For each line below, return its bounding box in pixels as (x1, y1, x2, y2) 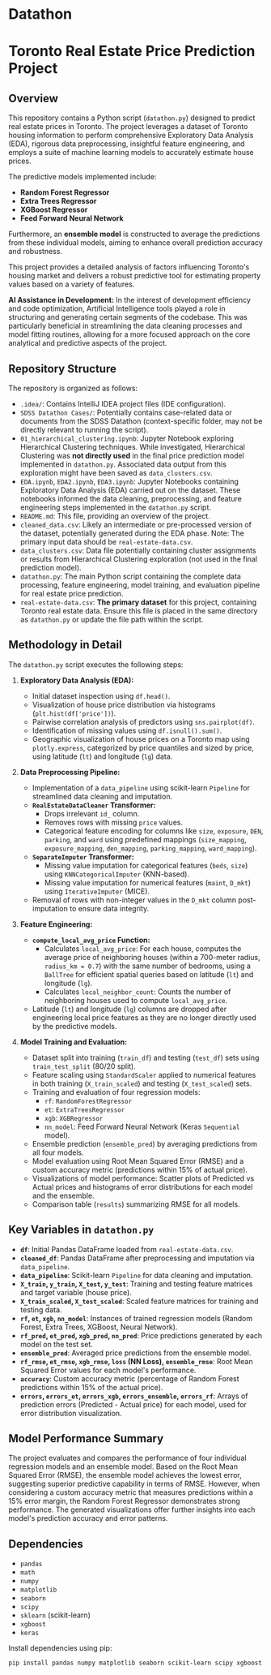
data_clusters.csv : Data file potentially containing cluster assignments (19, 545, 256, 555)
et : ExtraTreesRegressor (44, 1104, 125, 1114)
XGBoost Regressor (19, 205, 88, 215)
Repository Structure (8, 362, 117, 376)
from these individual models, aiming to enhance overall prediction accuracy (8, 238, 263, 248)
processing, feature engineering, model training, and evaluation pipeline (19, 580, 260, 589)
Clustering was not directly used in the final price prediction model (19, 451, 244, 460)
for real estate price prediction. (19, 589, 124, 598)
